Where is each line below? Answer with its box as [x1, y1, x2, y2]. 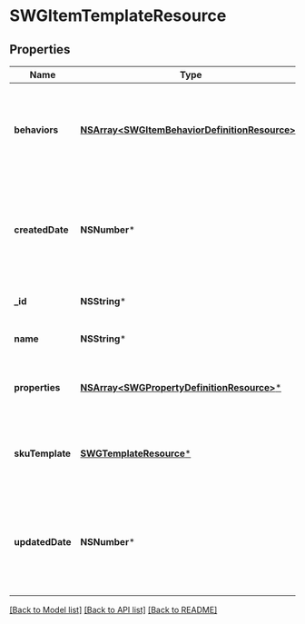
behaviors [14, 124, 59, 136]
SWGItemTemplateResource [9, 5, 227, 26]
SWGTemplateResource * [80, 447, 192, 460]
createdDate [14, 223, 69, 236]
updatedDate [14, 536, 72, 548]
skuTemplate [14, 447, 71, 460]
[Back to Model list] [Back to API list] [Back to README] [9, 605, 218, 615]
